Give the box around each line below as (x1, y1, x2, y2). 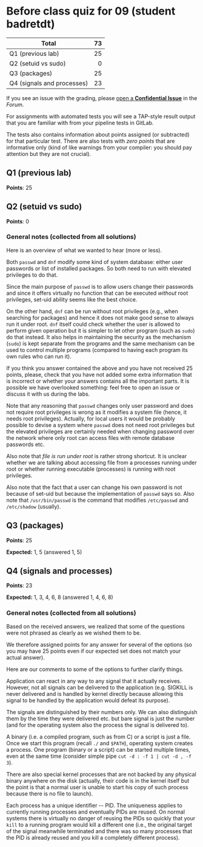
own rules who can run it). (6, 353, 72, 360)
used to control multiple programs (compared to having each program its (6, 346, 188, 353)
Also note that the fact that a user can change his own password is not (6, 484, 183, 491)
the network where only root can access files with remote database (6, 434, 175, 441)
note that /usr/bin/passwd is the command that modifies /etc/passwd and (6, 496, 189, 504)
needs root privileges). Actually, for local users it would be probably (6, 414, 176, 422)
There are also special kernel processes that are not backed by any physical (6, 771, 197, 778)
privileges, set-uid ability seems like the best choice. (6, 295, 138, 303)
